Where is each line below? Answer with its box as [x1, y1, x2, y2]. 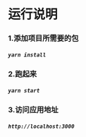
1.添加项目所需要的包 [8, 33, 79, 43]
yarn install [8, 51, 47, 59]
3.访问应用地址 [8, 105, 59, 115]
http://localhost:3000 [8, 123, 75, 130]
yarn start [8, 87, 40, 94]
